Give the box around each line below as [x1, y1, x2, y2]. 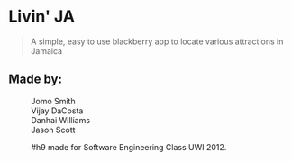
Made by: [8, 72, 62, 87]
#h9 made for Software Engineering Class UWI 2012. [31, 141, 227, 152]
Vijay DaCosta [31, 105, 84, 116]
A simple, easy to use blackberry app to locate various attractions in [30, 36, 284, 47]
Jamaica [30, 45, 63, 56]
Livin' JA [8, 6, 76, 27]
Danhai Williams [31, 114, 91, 125]
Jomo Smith [31, 95, 76, 106]
